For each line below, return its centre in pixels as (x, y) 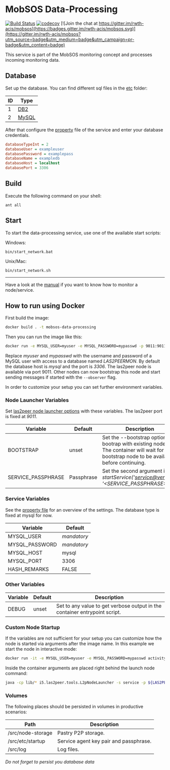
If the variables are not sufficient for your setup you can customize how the (83, 639)
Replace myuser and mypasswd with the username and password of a (78, 356)
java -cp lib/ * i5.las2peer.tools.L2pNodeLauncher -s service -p (75, 683)
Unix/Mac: (16, 261)
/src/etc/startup (27, 741)
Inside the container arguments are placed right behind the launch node (80, 668)
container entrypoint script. (89, 612)
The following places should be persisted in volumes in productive (74, 707)
